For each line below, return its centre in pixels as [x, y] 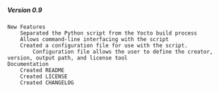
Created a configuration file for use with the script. [104, 45]
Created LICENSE [44, 76]
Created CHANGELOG [47, 82]
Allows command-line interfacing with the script [95, 39]
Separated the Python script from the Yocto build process [109, 33]
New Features [26, 27]
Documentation [28, 64]
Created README [42, 70]
